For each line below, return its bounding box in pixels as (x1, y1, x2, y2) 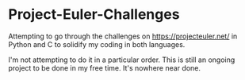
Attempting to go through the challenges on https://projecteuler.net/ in (8, 31, 238, 41)
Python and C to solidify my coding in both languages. (8, 39, 186, 49)
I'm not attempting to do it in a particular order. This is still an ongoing (8, 55, 235, 64)
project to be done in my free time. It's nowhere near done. (8, 63, 201, 72)
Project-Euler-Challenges (8, 5, 180, 24)
